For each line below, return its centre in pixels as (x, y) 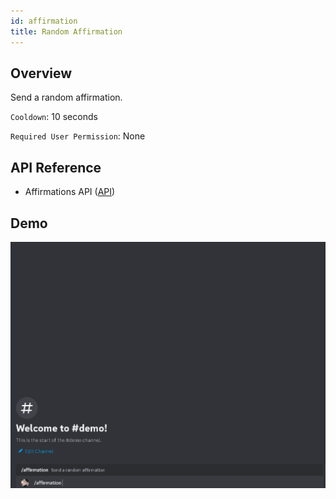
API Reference (56, 167)
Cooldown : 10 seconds (54, 117)
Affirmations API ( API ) (70, 192)
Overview (41, 73)
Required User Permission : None (78, 136)
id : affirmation (44, 21)
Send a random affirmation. (66, 97)
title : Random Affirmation (66, 31)
